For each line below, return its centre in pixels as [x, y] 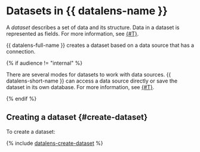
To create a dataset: [31, 131]
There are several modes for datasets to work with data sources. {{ [89, 74]
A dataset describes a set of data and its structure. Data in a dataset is [93, 27]
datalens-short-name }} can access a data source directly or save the [92, 81]
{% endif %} [21, 99]
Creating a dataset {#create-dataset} [77, 117]
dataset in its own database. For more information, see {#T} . [80, 87]
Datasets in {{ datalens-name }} [87, 11]
